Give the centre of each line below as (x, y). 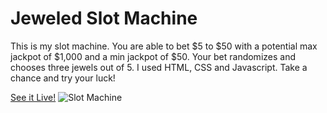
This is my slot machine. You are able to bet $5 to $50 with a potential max (164, 46)
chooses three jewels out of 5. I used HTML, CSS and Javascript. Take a (159, 67)
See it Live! (33, 97)
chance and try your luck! (63, 78)
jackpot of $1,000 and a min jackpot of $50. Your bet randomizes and (153, 56)
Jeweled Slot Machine (104, 18)
